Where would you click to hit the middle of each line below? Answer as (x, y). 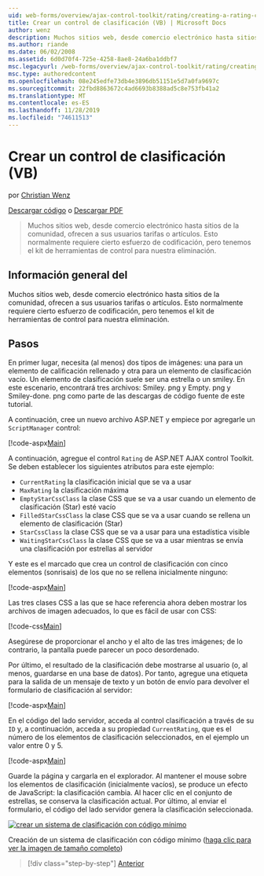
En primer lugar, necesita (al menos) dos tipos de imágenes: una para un (126, 363)
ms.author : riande (38, 45)
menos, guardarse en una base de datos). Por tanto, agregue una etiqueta (128, 673)
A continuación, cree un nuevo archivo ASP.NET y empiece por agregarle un (132, 420)
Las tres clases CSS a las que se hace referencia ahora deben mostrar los (128, 603)
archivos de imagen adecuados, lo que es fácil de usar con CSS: (113, 611)
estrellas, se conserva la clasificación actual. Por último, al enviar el (117, 801)
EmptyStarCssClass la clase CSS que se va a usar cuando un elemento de (137, 499)
